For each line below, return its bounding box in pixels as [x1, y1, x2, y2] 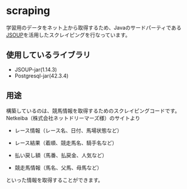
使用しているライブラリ [6, 50, 91, 60]
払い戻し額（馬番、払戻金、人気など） [14, 152, 107, 159]
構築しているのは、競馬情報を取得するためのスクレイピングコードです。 [6, 107, 181, 114]
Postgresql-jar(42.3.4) [14, 72, 69, 79]
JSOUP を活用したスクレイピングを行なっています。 [6, 31, 131, 38]
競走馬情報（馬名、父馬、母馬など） [14, 164, 103, 171]
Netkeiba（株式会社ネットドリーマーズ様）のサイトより [6, 114, 141, 121]
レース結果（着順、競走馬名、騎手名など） [14, 139, 118, 146]
